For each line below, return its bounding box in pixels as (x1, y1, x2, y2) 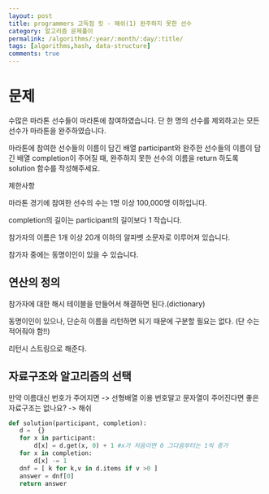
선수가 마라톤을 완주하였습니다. (8, 125, 107, 135)
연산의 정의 (8, 275, 61, 289)
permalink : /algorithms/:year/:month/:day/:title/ (8, 34, 184, 43)
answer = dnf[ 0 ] (19, 472, 75, 480)
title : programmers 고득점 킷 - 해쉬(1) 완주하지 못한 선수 (8, 19, 193, 28)
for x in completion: (19, 449, 93, 457)
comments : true (8, 50, 60, 58)
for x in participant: (19, 434, 96, 443)
